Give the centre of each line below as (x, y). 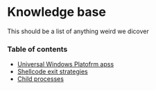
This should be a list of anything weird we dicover (78, 31)
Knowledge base (57, 12)
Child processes (41, 79)
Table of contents (37, 49)
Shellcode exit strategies (52, 72)
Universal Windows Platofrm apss (66, 64)
